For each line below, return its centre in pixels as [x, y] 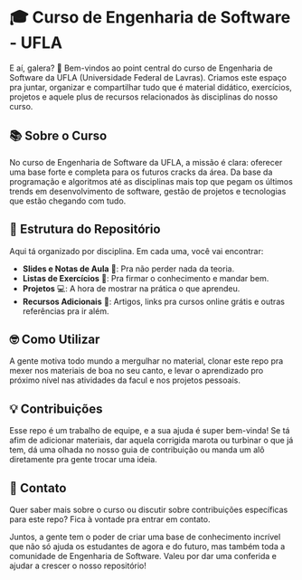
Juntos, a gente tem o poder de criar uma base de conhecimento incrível [145, 537]
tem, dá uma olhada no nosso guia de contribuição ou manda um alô [137, 450]
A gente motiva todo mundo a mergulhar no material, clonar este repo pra [146, 361]
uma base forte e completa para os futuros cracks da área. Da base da [141, 172]
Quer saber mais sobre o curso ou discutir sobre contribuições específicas [149, 509]
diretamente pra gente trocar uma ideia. [84, 460]
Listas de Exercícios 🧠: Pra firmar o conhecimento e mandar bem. [146, 278]
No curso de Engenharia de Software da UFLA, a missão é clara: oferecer [146, 162]
